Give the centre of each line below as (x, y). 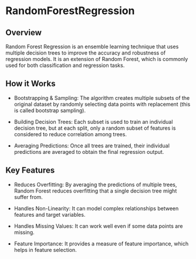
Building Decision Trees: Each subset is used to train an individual (93, 122)
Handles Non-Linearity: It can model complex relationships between (96, 208)
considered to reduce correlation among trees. (70, 134)
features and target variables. (50, 214)
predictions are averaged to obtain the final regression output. (89, 152)
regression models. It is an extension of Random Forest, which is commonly (97, 59)
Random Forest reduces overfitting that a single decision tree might (95, 191)
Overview (24, 33)
